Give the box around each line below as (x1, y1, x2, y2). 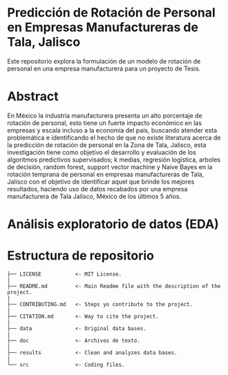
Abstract (7, 88, 59, 104)
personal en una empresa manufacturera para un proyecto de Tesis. (7, 64, 201, 73)
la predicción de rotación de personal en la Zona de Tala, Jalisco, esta (7, 140, 207, 149)
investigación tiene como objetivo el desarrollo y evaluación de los (7, 148, 197, 156)
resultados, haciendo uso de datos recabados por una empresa (7, 184, 188, 193)
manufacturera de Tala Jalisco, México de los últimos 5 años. (7, 192, 182, 200)
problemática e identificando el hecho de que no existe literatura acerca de (7, 133, 221, 142)
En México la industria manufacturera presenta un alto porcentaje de (7, 111, 202, 119)
